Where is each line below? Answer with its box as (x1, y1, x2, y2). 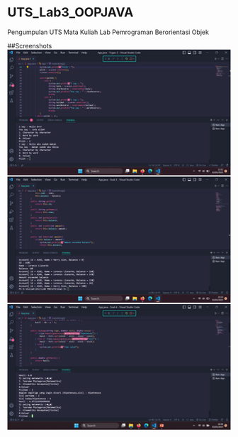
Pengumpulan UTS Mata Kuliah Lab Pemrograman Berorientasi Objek (7, 28, 209, 36)
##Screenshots (7, 41, 52, 50)
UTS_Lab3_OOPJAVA (7, 4, 134, 21)
